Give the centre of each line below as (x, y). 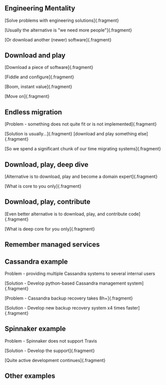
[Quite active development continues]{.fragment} (55, 360)
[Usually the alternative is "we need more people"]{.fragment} (69, 30)
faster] (133, 308)
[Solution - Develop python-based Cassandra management (66, 283)
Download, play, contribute (48, 202)
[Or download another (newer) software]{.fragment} (58, 39)
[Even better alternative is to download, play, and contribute (66, 214)
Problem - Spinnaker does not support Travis (51, 341)
